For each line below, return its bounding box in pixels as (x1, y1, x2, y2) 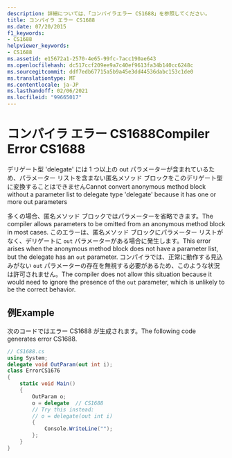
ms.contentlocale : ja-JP (7, 81, 79, 88)
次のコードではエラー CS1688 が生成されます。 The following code (7, 327, 196, 335)
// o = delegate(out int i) (32, 412, 113, 420)
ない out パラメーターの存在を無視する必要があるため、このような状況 (19, 261, 220, 269)
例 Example (7, 307, 55, 319)
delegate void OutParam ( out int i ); (7, 361, 113, 368)
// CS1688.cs (7, 348, 45, 355)
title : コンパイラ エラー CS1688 (7, 17, 96, 24)
